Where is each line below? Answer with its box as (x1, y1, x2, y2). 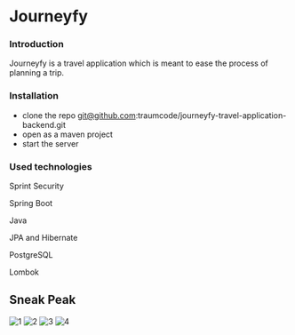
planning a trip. (9, 68, 65, 78)
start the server (21, 138, 79, 148)
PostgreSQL (9, 250, 53, 260)
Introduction (9, 38, 64, 51)
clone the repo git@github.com (21, 109, 136, 121)
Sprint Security (9, 180, 65, 192)
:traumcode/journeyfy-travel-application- (135, 109, 287, 121)
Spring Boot (9, 198, 53, 209)
